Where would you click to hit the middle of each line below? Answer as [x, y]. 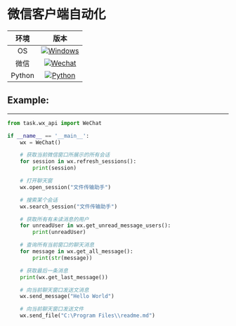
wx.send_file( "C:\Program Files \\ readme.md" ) [88, 316]
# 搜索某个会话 [39, 200]
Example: [28, 100]
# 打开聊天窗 [36, 181]
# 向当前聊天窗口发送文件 [52, 309]
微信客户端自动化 [57, 14]
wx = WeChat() [40, 142]
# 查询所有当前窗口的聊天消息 [57, 245]
